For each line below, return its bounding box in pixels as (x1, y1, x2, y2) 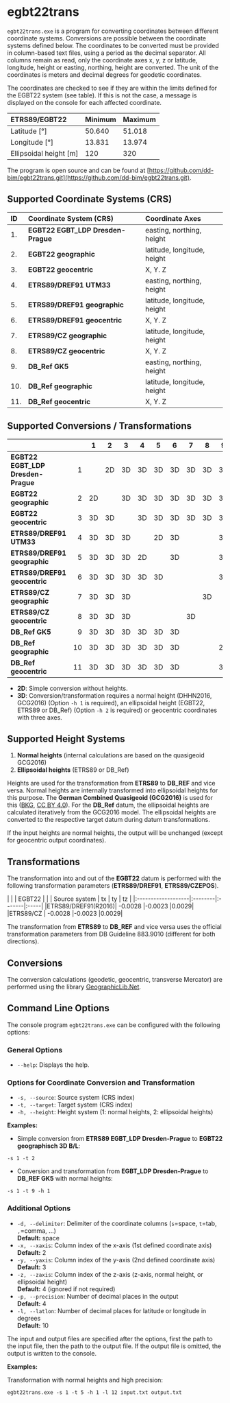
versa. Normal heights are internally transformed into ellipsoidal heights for (7, 786, 218, 794)
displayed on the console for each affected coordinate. (7, 98, 162, 106)
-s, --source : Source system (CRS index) (16, 1094, 136, 1102)
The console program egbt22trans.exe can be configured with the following (7, 1020, 220, 1029)
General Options (7, 1045, 63, 1054)
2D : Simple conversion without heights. (16, 684, 128, 692)
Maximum (123, 115, 156, 124)
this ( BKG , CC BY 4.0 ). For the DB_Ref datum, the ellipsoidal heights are (7, 801, 209, 810)
